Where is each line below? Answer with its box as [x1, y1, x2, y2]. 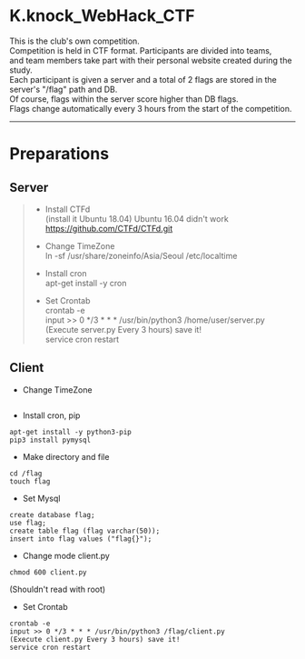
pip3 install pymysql [9, 435, 92, 444]
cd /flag [9, 469, 43, 478]
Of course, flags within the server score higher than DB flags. [9, 93, 239, 105]
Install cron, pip [22, 410, 81, 421]
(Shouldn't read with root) [9, 584, 106, 594]
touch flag [9, 476, 51, 486]
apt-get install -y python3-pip [9, 427, 132, 436]
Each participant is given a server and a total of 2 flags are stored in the [9, 74, 277, 85]
